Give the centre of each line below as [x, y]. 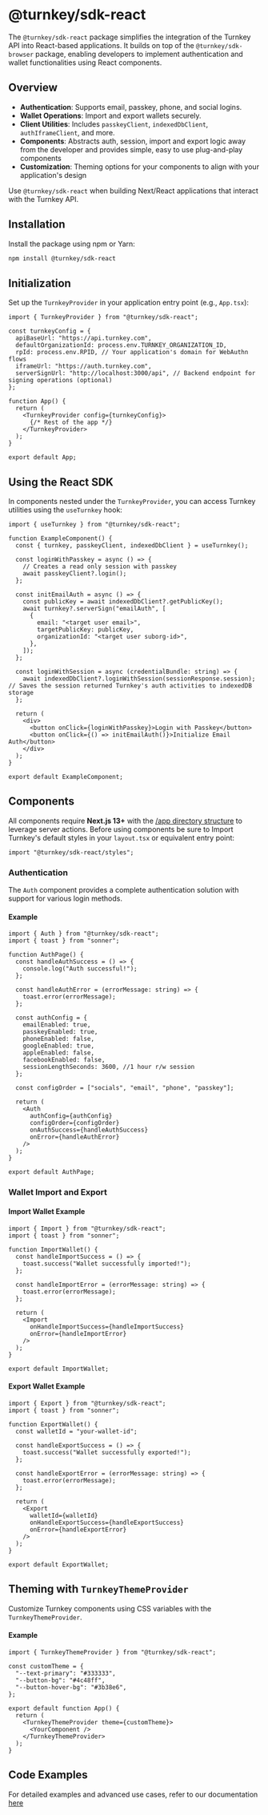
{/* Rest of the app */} [71, 422]
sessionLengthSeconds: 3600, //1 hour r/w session [109, 1067]
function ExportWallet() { [53, 1424]
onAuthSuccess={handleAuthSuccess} [89, 1130]
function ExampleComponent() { [60, 538]
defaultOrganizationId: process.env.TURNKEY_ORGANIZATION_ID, [121, 345]
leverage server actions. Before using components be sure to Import [121, 829]
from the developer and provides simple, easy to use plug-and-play [131, 149]
